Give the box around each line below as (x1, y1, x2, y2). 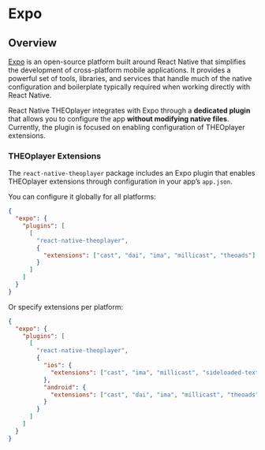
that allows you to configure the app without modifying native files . (8, 114, 230, 123)
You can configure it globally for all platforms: (8, 192, 156, 202)
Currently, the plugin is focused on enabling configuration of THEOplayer (8, 123, 245, 132)
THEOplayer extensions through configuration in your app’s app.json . (8, 177, 233, 186)
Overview (8, 36, 58, 50)
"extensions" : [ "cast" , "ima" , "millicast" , (50, 368, 200, 377)
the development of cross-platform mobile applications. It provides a (8, 65, 231, 75)
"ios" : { (43, 362, 73, 370)
